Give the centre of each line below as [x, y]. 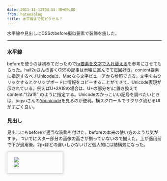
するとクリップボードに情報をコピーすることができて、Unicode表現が [91, 82]
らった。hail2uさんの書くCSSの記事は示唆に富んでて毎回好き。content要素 [83, 70]
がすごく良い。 [22, 107]
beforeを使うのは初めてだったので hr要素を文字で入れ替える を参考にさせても [84, 63]
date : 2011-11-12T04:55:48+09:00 [41, 10]
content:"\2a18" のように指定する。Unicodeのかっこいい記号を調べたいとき [83, 94]
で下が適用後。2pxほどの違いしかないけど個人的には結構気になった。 [78, 144]
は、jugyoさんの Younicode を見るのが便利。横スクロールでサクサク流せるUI [84, 100]
